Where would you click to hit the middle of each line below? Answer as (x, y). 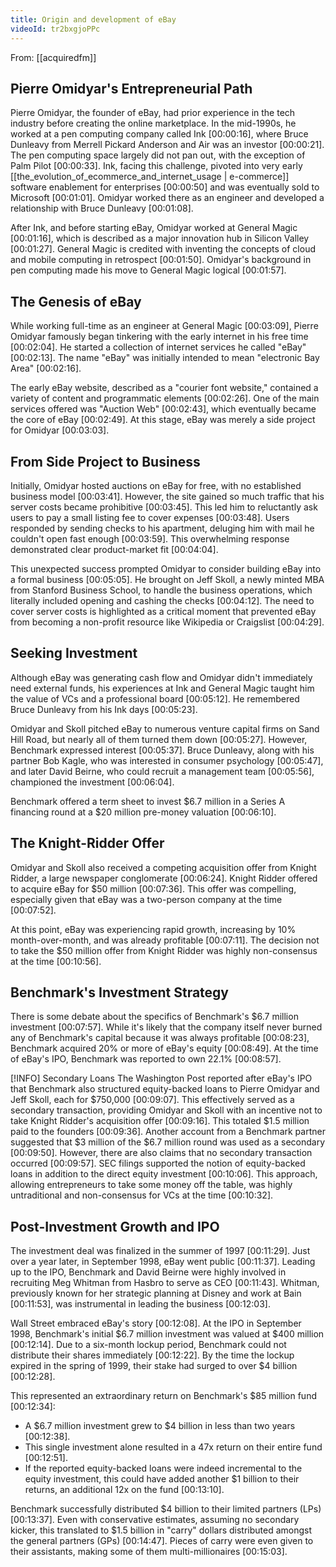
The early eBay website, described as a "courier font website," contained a (164, 388)
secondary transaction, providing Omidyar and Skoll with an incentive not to (166, 1110)
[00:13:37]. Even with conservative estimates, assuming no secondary (155, 1520)
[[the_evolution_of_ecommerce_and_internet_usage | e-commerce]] (150, 177)
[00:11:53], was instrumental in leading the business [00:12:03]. (140, 1304)
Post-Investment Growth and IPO (115, 1226)
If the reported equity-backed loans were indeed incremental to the (163, 1468)
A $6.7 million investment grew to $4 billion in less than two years (160, 1426)
